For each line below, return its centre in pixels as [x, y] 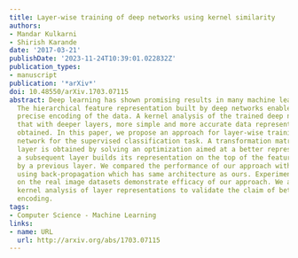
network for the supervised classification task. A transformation [145, 141]
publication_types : [45, 67]
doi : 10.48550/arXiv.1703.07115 [69, 91]
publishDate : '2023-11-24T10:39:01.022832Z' [93, 59]
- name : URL [31, 231]
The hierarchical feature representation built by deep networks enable [154, 108]
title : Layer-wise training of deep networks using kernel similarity [142, 17]
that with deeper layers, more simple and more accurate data [134, 125]
